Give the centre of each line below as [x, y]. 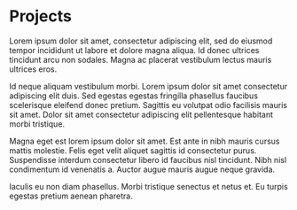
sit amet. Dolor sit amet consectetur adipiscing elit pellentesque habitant [141, 114]
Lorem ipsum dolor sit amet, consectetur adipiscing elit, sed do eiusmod [141, 41]
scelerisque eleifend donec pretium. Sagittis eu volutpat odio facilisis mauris [148, 105]
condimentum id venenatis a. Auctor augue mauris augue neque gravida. [142, 169]
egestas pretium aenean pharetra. [71, 196]
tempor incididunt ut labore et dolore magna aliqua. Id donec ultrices [134, 50]
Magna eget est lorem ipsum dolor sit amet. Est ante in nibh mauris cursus [145, 141]
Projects [41, 16]
